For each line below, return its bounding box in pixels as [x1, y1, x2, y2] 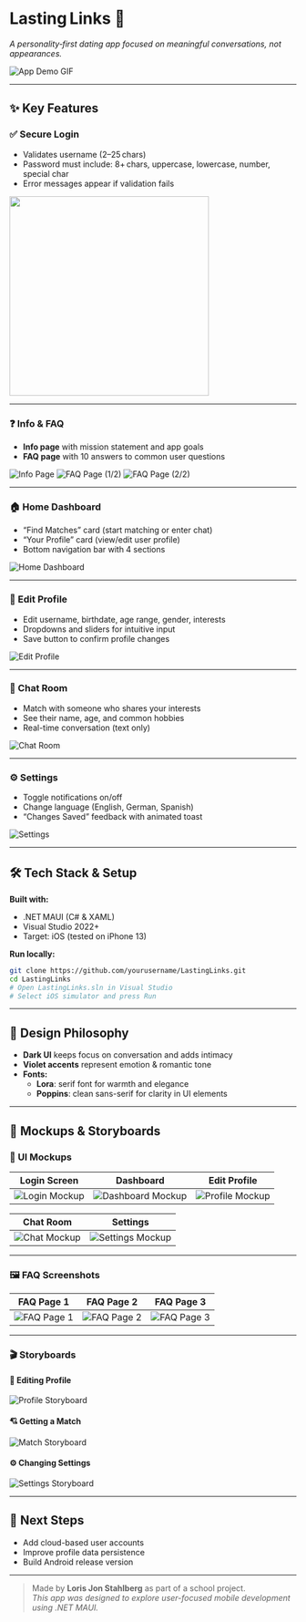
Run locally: [9, 948, 56, 959]
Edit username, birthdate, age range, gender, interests [22, 614, 226, 625]
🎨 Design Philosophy [9, 1025, 129, 1040]
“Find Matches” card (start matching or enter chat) [22, 524, 213, 536]
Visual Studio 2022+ [22, 921, 100, 932]
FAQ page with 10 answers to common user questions [22, 450, 226, 461]
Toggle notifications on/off [22, 792, 123, 803]
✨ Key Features [9, 100, 98, 117]
